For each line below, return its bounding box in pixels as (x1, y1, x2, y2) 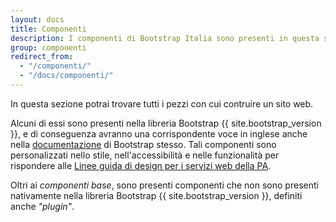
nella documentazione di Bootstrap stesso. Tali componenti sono (10, 138, 277, 150)
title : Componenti (10, 24, 87, 34)
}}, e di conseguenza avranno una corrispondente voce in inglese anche (10, 127, 308, 140)
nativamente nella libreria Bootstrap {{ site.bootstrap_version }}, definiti (10, 189, 303, 201)
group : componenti (10, 42, 87, 53)
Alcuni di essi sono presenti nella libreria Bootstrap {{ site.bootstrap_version (10, 117, 322, 129)
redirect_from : (10, 52, 74, 62)
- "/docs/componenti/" (19, 71, 114, 81)
